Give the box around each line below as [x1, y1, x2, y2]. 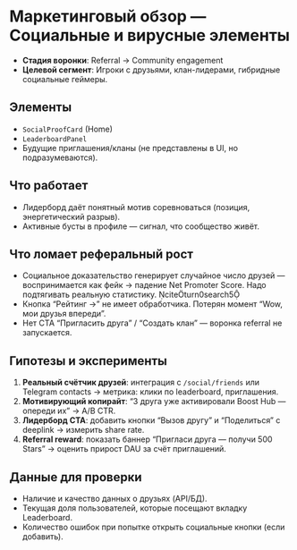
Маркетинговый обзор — [9, 6, 207, 27]
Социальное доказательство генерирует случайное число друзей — [21, 270, 285, 281]
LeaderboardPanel [21, 134, 88, 144]
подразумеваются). [21, 152, 98, 163]
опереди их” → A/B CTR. [21, 405, 116, 417]
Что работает [9, 178, 89, 193]
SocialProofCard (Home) [21, 123, 114, 134]
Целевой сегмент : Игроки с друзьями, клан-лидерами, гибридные [21, 64, 281, 75]
